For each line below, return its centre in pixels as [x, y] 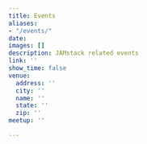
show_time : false [38, 68]
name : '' [30, 98]
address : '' [36, 83]
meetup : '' [27, 121]
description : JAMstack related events [73, 53]
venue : [19, 76]
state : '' [32, 105]
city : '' [30, 91]
